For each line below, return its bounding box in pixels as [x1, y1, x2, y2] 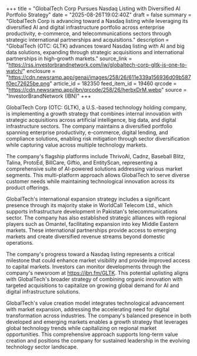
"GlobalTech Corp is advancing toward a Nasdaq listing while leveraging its [6, 18, 188, 24]
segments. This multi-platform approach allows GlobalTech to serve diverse [6, 172, 190, 178]
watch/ [6, 68, 24, 74]
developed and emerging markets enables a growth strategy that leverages [6, 318, 188, 325]
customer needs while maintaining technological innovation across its [6, 178, 175, 185]
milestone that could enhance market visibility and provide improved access [6, 257, 191, 264]
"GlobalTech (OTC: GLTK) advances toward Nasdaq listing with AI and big [6, 42, 185, 49]
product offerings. [6, 184, 50, 191]
